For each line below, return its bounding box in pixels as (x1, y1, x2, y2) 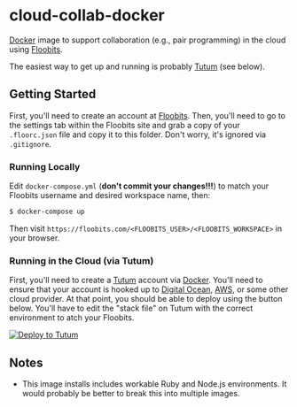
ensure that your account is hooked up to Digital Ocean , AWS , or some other (9, 284, 289, 295)
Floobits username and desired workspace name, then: (9, 190, 211, 201)
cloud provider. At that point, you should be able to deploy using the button (9, 294, 283, 304)
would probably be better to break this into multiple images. (21, 388, 240, 399)
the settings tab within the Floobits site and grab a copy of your (9, 119, 241, 130)
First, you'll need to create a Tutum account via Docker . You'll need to (9, 275, 263, 286)
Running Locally (9, 160, 81, 173)
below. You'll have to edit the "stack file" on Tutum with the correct (9, 303, 254, 314)
